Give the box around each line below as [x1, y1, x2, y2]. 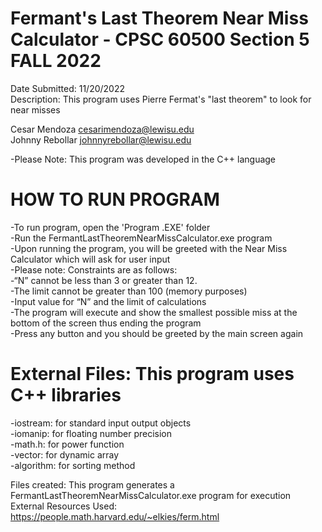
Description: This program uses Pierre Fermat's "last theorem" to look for [10, 93, 312, 105]
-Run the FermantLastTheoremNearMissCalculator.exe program [10, 232, 273, 244]
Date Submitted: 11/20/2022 [10, 82, 126, 94]
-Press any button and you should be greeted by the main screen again [10, 327, 304, 339]
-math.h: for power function [10, 438, 125, 450]
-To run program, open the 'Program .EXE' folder [10, 221, 211, 233]
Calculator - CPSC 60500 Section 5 [10, 28, 310, 51]
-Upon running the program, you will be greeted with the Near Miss [10, 242, 288, 254]
